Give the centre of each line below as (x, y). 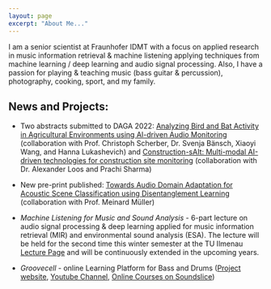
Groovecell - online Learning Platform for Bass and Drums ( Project (130, 268)
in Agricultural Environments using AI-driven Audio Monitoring (124, 135)
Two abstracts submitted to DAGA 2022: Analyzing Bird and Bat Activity (140, 126)
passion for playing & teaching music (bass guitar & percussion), (116, 72)
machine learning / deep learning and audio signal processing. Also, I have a (135, 64)
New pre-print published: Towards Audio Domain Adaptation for (126, 185)
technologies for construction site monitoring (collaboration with (150, 161)
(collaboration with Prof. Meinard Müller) (87, 202)
